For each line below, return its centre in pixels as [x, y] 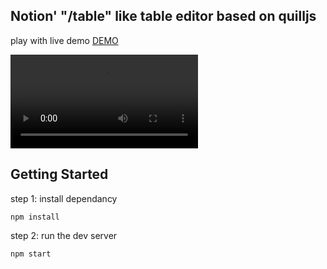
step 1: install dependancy [64, 198]
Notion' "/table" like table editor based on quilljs [163, 16]
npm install [35, 217]
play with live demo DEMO [64, 40]
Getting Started [59, 174]
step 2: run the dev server [64, 235]
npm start [31, 254]
